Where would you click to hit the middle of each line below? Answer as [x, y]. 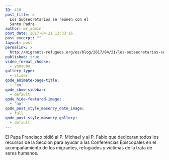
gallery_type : [20, 71]
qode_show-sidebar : [26, 90]
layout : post [19, 43]
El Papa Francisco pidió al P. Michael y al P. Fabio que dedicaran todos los [82, 137]
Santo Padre [22, 24]
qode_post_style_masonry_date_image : [45, 109]
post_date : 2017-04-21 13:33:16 [39, 33]
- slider [19, 76]
